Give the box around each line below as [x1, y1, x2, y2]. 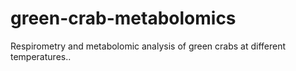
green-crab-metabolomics [10, 7, 237, 30]
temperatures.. [10, 50, 72, 62]
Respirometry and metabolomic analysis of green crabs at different [10, 40, 287, 52]
